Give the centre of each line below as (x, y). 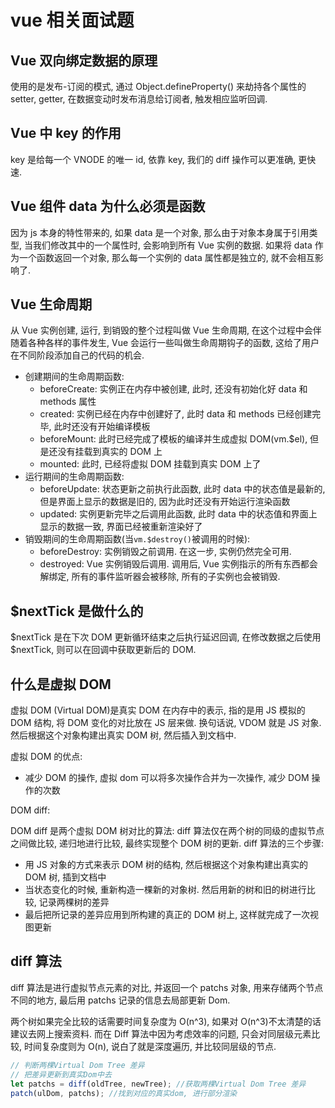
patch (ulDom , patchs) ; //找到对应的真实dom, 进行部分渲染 (124, 1093)
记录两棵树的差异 (74, 902)
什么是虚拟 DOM (61, 684)
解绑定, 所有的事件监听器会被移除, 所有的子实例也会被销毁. (160, 577)
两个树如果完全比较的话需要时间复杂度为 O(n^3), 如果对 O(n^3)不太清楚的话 (166, 1021)
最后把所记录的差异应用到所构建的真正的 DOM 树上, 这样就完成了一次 (167, 915)
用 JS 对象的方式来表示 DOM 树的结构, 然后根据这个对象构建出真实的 (166, 865)
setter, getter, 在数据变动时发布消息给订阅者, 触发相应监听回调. (139, 99)
